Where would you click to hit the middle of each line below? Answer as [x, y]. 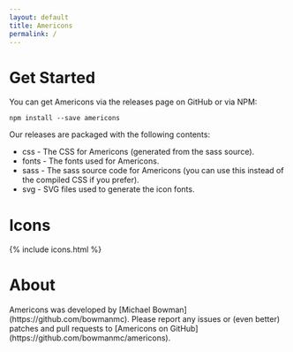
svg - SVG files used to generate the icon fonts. [108, 189]
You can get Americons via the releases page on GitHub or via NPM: [133, 102]
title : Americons [41, 26]
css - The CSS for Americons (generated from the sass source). [138, 152]
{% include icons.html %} [56, 249]
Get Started [52, 77]
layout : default [39, 17]
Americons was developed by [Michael [80, 310]
